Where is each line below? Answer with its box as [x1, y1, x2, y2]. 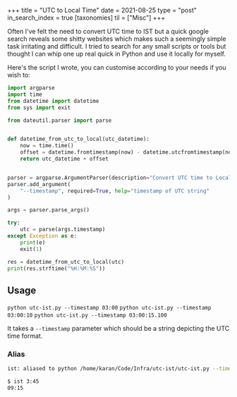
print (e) [20, 239, 46, 246]
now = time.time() [20, 142, 74, 149]
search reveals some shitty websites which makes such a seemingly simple [7, 35, 226, 43]
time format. [7, 331, 43, 341]
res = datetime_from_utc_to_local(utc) [7, 258, 125, 265]
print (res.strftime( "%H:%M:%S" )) [7, 264, 106, 272]
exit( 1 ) [20, 245, 42, 252]
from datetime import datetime [7, 97, 99, 104]
